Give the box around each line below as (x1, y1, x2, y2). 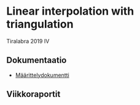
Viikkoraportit (6, 89, 61, 100)
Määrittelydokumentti (15, 71, 69, 79)
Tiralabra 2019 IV (6, 37, 50, 45)
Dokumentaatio (6, 55, 67, 65)
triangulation (6, 17, 74, 31)
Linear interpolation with (6, 4, 134, 18)
